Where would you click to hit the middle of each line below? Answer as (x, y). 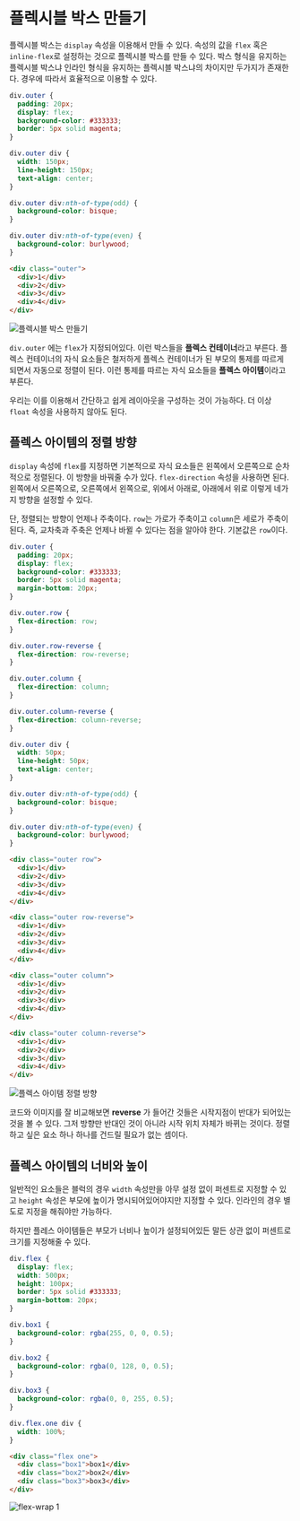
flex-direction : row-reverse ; (73, 654)
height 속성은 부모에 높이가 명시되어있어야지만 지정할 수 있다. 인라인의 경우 (150, 1200)
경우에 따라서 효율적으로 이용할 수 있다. (89, 78)
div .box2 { (30, 1358)
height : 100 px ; (46, 1283)
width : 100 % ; (42, 1431)
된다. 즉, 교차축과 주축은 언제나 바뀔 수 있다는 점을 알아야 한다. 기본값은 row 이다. (149, 529)
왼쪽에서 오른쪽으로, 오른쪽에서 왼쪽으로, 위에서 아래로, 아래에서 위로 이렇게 (141, 488)
